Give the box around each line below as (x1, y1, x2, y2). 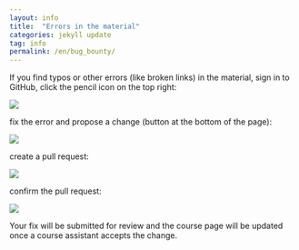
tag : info (9, 38, 47, 48)
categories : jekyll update (9, 30, 112, 39)
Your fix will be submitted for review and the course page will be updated (9, 220, 284, 232)
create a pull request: (9, 151, 89, 162)
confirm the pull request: (9, 185, 102, 196)
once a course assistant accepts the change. (9, 230, 178, 241)
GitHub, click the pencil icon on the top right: (9, 82, 177, 93)
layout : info (9, 13, 59, 23)
